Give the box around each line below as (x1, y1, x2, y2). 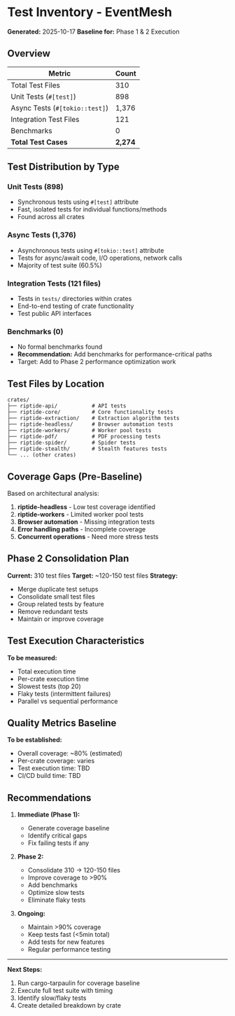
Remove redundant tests (17, 607, 89, 615)
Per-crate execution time (17, 674, 90, 683)
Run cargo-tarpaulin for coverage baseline (17, 979, 140, 987)
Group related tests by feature (17, 599, 104, 608)
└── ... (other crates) (7, 452, 77, 459)
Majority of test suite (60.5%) (17, 260, 103, 270)
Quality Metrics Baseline (7, 717, 117, 729)
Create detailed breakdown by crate (17, 1001, 121, 1010)
